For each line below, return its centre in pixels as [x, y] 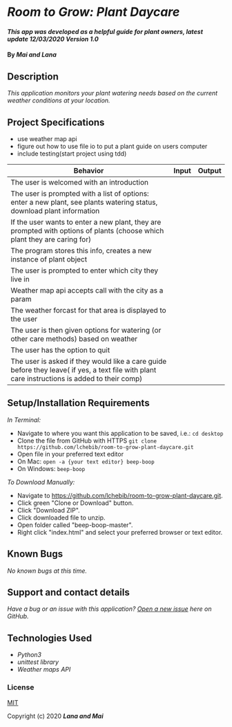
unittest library [38, 662]
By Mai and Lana [32, 55]
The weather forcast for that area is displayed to [89, 310]
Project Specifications [56, 122]
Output [210, 171]
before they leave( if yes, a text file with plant [84, 370]
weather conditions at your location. [59, 100]
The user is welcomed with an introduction [79, 182]
